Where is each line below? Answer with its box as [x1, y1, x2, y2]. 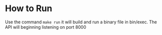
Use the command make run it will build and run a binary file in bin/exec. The [5, 19, 157, 25]
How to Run [5, 3, 52, 14]
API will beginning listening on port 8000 [5, 24, 86, 30]
